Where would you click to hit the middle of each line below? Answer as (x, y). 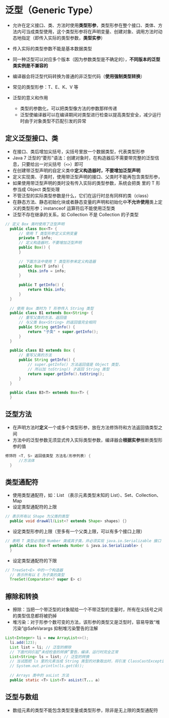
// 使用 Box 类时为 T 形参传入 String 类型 (52, 308)
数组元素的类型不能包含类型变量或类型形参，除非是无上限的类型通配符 (85, 710)
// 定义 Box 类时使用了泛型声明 (35, 224)
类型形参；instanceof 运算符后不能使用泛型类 (68, 208)
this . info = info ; (47, 271)
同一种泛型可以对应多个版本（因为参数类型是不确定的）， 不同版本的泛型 (86, 59)
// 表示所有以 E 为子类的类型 (37, 575)
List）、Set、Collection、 (136, 495)
